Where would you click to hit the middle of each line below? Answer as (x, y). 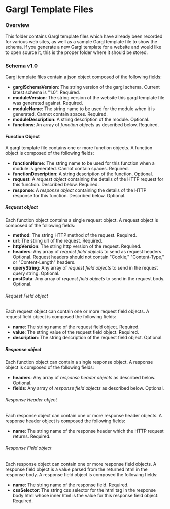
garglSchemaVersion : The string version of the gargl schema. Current (86, 87)
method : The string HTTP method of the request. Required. (75, 235)
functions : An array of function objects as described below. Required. (86, 125)
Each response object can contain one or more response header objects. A (84, 416)
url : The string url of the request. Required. (57, 240)
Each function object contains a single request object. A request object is (82, 220)
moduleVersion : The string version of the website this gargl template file (89, 97)
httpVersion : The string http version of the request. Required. (77, 246)
